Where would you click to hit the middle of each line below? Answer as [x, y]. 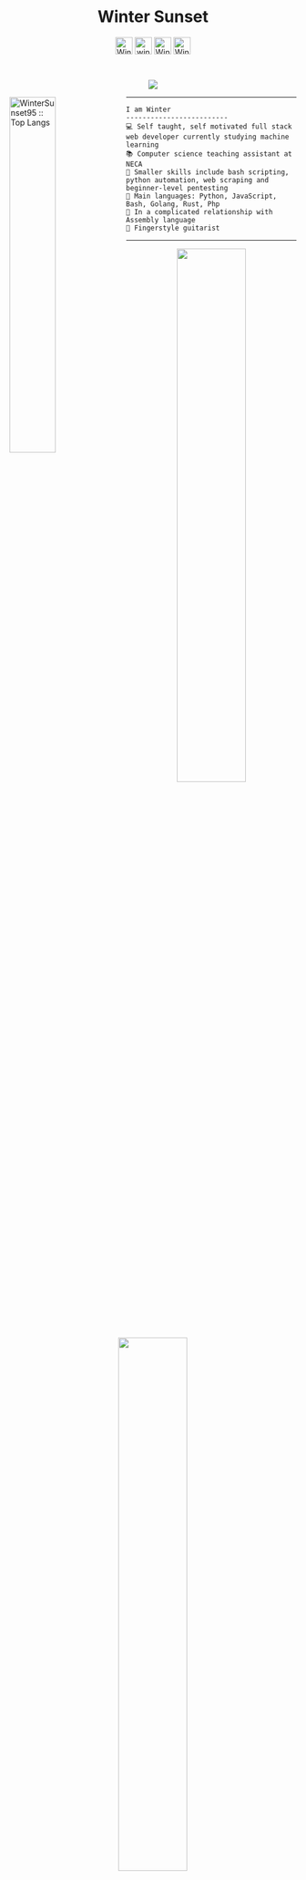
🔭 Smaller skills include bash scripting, [208, 172]
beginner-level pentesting [177, 188]
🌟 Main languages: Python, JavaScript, [202, 196]
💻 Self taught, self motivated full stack [209, 126]
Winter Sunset [153, 17]
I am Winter [148, 109]
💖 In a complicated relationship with [199, 212]
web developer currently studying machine [208, 137]
